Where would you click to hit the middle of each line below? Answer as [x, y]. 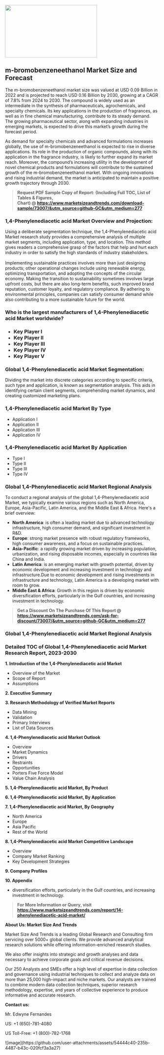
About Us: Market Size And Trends [41, 925]
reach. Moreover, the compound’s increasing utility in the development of [79, 162]
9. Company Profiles [26, 871]
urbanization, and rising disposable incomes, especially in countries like [85, 554]
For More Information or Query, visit [54, 905]
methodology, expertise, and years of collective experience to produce [77, 990]
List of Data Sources [33, 728]
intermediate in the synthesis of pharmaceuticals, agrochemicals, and [75, 105]
